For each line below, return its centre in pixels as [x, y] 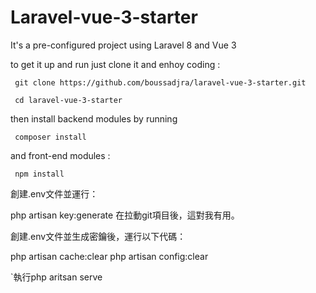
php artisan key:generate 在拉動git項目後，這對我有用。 [125, 215]
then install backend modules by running [94, 118]
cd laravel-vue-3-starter [68, 100]
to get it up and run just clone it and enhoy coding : [115, 64]
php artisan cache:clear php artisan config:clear [109, 256]
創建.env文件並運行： [54, 193]
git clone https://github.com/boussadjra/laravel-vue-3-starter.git [160, 82]
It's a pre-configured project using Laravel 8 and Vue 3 [123, 45]
